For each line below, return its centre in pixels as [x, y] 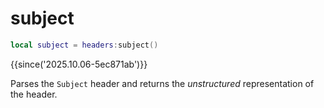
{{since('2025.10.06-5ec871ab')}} [79, 64]
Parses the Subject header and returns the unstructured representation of [162, 83]
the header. [34, 94]
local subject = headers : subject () [84, 45]
